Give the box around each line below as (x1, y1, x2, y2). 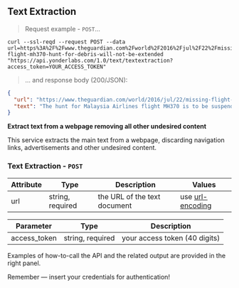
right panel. (7, 259, 41, 267)
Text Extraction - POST (7, 161, 83, 171)
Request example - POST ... (24, 24, 101, 33)
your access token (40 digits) (122, 233, 221, 242)
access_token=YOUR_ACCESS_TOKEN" (7, 63, 107, 70)
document (97, 201, 132, 210)
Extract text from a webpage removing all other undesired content (7, 122, 207, 131)
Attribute (11, 179, 43, 189)
